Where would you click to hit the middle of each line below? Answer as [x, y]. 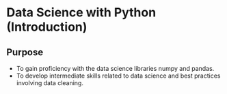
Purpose [25, 52]
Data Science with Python [81, 13]
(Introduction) [47, 27]
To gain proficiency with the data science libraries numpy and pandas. [115, 68]
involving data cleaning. [50, 83]
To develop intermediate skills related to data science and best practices [118, 76]
